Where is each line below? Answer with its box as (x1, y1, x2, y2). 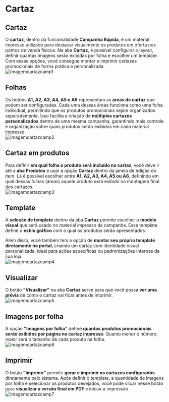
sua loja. (5, 253, 23, 260)
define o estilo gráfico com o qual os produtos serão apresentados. (5, 227, 146, 234)
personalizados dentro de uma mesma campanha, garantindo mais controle (5, 118, 164, 124)
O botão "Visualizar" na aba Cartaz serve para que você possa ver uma (5, 287, 157, 293)
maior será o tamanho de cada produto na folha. (5, 336, 106, 342)
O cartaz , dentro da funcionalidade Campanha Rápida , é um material (5, 36, 150, 42)
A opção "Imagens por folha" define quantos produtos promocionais (5, 326, 152, 332)
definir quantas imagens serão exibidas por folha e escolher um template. (5, 52, 158, 59)
